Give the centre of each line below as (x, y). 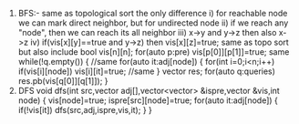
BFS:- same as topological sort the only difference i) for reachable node (153, 13)
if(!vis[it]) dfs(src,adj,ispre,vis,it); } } (85, 110)
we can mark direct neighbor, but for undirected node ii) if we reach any (153, 23)
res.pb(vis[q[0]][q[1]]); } (63, 81)
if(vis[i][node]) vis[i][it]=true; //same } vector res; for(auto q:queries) (147, 71)
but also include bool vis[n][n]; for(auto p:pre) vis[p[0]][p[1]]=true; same (154, 52)
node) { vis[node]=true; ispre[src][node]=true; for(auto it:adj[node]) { (148, 100)
